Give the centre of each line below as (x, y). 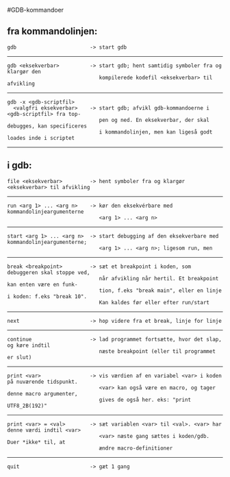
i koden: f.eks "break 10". (47, 296)
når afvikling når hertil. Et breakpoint (159, 278)
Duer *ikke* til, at (37, 442)
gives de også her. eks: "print (145, 400)
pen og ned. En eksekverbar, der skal (154, 120)
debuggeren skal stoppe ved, (49, 272)
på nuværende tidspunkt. (42, 382)
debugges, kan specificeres (47, 126)
